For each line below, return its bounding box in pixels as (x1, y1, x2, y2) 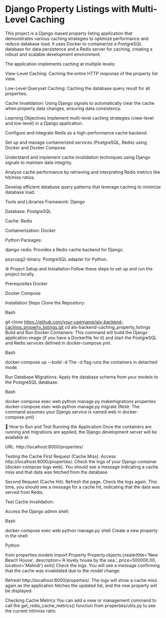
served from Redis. (5, 489, 44, 495)
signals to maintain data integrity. (5, 159, 73, 165)
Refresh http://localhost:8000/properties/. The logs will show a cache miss (5, 577, 157, 583)
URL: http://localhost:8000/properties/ (5, 443, 83, 449)
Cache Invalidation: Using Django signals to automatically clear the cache (5, 100, 155, 106)
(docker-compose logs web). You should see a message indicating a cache (5, 464, 159, 470)
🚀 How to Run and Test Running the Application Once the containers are (5, 424, 152, 430)
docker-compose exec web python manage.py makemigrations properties (5, 398, 156, 404)
